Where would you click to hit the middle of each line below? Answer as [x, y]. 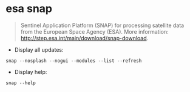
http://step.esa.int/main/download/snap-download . [84, 38]
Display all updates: [39, 49]
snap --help [21, 83]
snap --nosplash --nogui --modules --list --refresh [74, 61]
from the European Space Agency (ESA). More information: [95, 31]
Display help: [31, 72]
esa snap [29, 9]
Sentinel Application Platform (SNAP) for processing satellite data [102, 25]
